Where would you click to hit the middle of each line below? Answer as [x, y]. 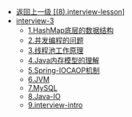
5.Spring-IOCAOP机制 [64, 70]
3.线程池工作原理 [56, 50]
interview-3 [35, 21]
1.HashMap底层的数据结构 [71, 30]
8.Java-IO [44, 96]
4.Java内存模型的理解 [64, 60]
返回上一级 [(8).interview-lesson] [70, 12]
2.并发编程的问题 [56, 40]
